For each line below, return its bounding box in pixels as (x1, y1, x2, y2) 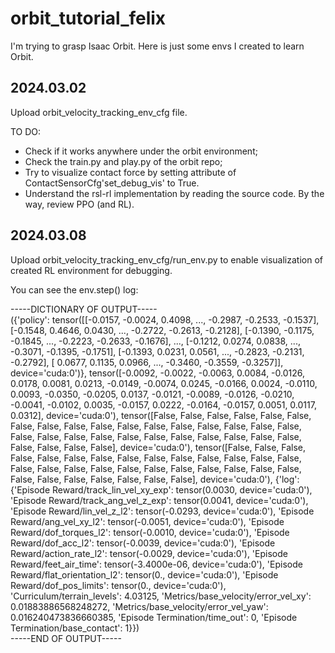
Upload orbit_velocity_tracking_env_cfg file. (10, 106, 188, 118)
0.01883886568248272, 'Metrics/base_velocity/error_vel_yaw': (10, 600, 269, 612)
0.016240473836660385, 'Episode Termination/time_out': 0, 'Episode (10, 611, 298, 623)
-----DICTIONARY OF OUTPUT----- (10, 303, 158, 315)
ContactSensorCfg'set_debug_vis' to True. (24, 177, 200, 189)
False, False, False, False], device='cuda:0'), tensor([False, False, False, (10, 441, 307, 453)
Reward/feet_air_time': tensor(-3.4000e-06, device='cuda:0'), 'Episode (10, 558, 303, 570)
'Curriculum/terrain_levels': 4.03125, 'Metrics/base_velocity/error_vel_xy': (10, 590, 312, 602)
